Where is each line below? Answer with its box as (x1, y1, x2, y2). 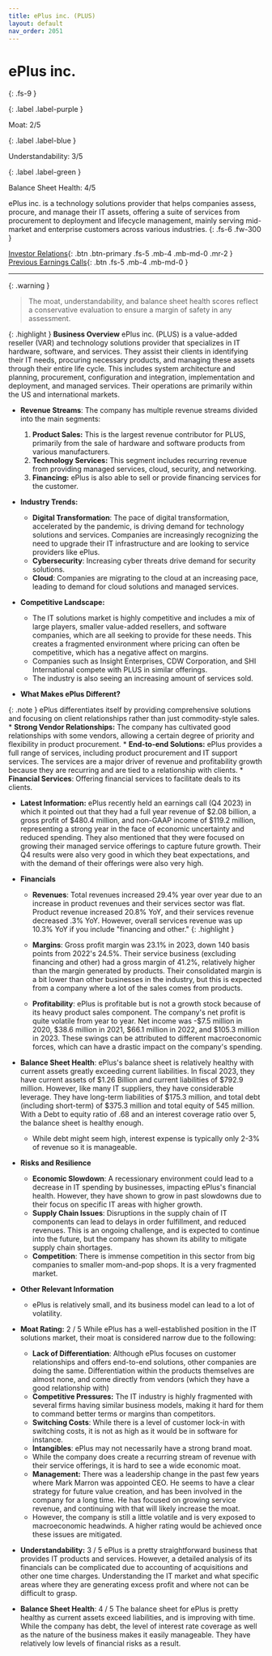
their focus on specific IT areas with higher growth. (32, 1199, 203, 1209)
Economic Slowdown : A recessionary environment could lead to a (32, 1173, 253, 1184)
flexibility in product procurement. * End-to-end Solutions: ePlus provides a (8, 740, 263, 749)
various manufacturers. (32, 447, 111, 457)
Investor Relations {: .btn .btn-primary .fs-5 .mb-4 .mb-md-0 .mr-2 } (8, 249, 233, 259)
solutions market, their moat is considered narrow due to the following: (19, 1333, 257, 1343)
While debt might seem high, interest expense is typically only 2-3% (32, 1134, 261, 1143)
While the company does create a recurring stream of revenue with (32, 1452, 257, 1462)
